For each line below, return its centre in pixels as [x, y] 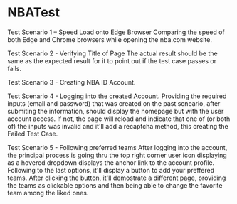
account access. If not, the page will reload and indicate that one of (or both [119, 119]
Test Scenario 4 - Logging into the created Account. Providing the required [117, 96]
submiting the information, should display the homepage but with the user [116, 111]
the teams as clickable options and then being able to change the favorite [115, 185]
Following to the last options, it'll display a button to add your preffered [111, 170]
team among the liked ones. [48, 193]
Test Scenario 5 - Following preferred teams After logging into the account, [117, 147]
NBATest [34, 12]
